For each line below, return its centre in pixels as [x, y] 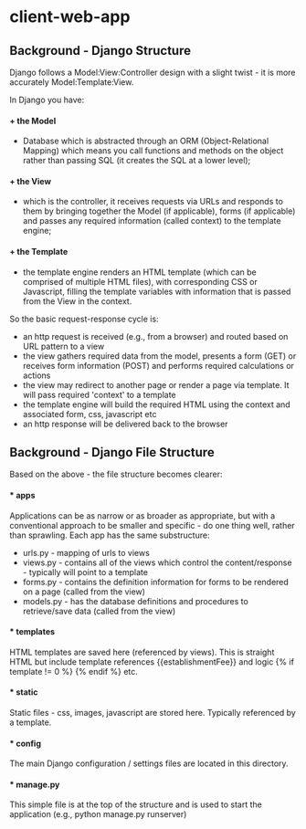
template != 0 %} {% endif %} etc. [74, 671]
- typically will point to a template [85, 572]
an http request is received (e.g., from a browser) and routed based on [155, 336]
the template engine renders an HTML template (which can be [140, 272]
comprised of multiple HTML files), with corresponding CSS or [140, 281]
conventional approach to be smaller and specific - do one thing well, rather [152, 525]
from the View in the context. [77, 301]
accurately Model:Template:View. [72, 82]
